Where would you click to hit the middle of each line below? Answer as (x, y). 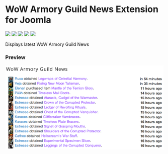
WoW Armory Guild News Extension (82, 9)
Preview (15, 57)
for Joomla (28, 20)
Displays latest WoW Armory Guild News (47, 44)
